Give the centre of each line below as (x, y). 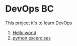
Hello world (24, 32)
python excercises (32, 38)
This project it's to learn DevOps (39, 23)
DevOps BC (29, 9)
